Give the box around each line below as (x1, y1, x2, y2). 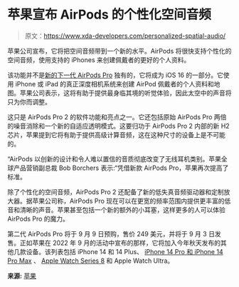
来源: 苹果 (7, 271, 37, 280)
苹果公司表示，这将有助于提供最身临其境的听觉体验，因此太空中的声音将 (19, 89, 232, 97)
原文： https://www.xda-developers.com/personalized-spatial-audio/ (24, 31, 226, 40)
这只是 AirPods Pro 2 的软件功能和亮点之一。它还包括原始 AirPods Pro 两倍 (7, 112, 227, 121)
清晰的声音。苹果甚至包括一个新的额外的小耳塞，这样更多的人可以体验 (19, 205, 225, 214)
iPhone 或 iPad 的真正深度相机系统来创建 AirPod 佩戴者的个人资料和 (15, 79, 215, 88)
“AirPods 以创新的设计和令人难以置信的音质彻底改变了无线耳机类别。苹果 (7, 154, 222, 163)
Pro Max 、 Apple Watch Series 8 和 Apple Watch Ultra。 (7, 256, 174, 265)
